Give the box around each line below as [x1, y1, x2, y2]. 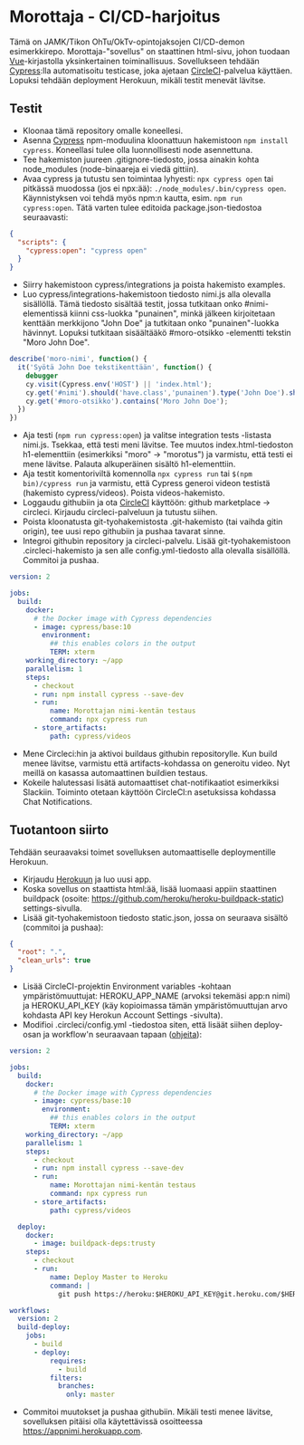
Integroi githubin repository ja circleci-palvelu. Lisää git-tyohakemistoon [22, 536, 291, 547]
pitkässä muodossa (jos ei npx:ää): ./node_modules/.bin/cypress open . [22, 183, 287, 194]
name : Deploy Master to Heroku [49, 1272, 168, 1282]
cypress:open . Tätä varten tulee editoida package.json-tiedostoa [22, 202, 262, 213]
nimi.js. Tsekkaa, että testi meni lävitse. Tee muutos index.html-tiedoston [22, 439, 294, 450]
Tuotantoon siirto [9, 822, 109, 838]
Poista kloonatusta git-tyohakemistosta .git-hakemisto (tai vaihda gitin [22, 516, 283, 527]
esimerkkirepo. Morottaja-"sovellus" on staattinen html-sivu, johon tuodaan [9, 45, 290, 56]
